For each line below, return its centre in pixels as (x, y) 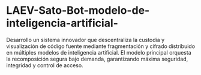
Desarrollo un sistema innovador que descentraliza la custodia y (85, 40)
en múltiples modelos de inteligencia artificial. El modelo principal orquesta (99, 52)
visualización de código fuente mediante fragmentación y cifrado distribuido (101, 46)
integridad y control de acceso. (45, 65)
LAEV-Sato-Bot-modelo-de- (78, 10)
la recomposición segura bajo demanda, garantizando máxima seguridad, (97, 59)
